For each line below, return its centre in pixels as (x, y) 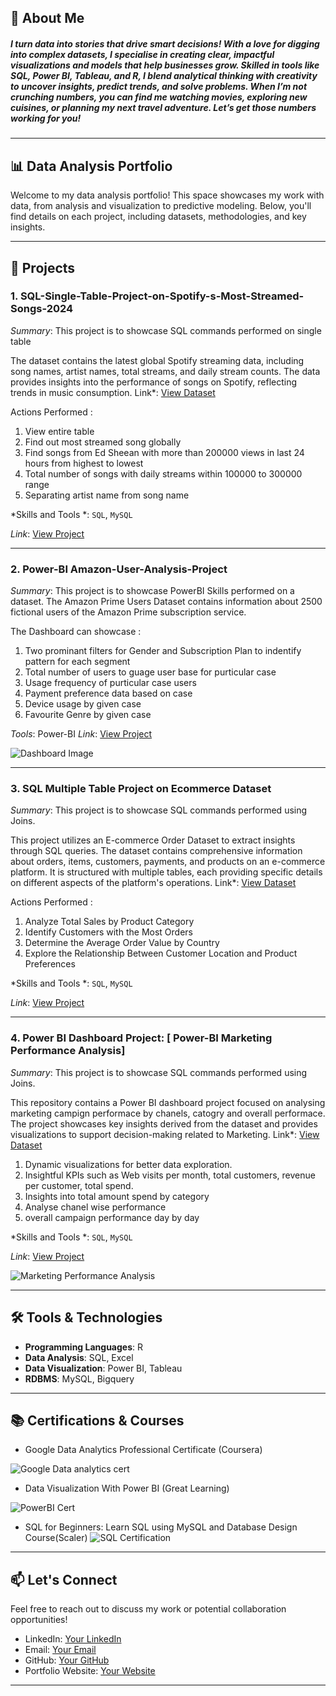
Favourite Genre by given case (88, 715)
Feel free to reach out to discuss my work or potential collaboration (148, 1609)
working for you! (46, 118)
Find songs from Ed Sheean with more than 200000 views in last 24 (164, 452)
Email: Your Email (60, 1650)
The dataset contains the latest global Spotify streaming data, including (157, 360)
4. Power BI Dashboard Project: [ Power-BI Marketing (141, 1038)
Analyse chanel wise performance (95, 1207)
